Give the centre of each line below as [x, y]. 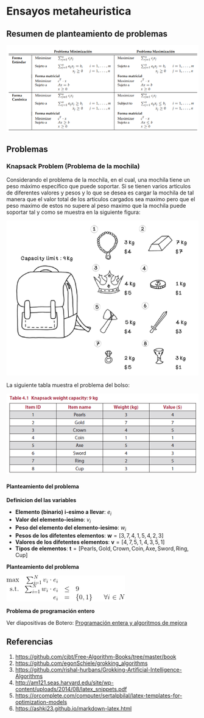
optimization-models [41, 702]
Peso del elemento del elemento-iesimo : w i [71, 528]
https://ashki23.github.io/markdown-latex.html [73, 708]
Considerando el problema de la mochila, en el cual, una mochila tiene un [98, 179]
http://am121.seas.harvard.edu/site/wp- [64, 682]
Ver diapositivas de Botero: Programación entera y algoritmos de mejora [97, 622]
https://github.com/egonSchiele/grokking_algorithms [81, 663]
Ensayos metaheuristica [69, 11]
